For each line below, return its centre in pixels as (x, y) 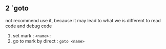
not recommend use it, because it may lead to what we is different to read (83, 20)
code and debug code (29, 26)
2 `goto (17, 8)
